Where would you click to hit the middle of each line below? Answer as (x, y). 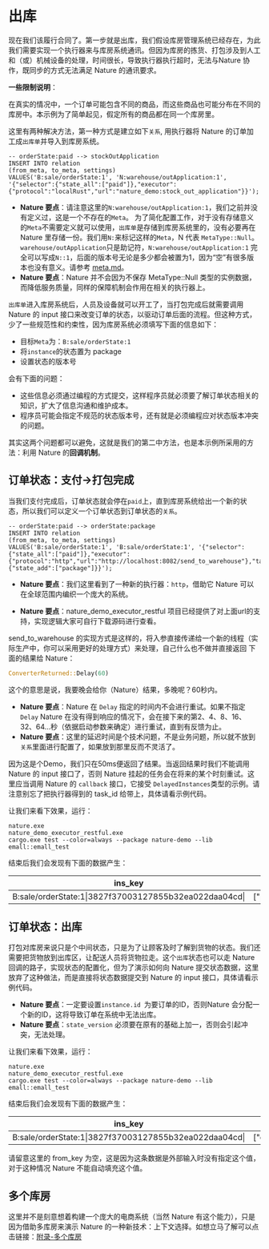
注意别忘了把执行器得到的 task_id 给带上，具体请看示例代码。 (110, 793)
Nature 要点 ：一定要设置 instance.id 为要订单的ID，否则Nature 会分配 (136, 1005)
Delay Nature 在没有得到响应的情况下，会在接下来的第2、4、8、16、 (133, 717)
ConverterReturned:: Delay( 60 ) (59, 673)
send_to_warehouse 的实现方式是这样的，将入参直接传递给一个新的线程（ (130, 638)
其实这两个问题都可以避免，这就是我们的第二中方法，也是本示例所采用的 (127, 442)
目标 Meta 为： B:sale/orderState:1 (75, 341)
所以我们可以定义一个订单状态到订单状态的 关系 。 (102, 511)
